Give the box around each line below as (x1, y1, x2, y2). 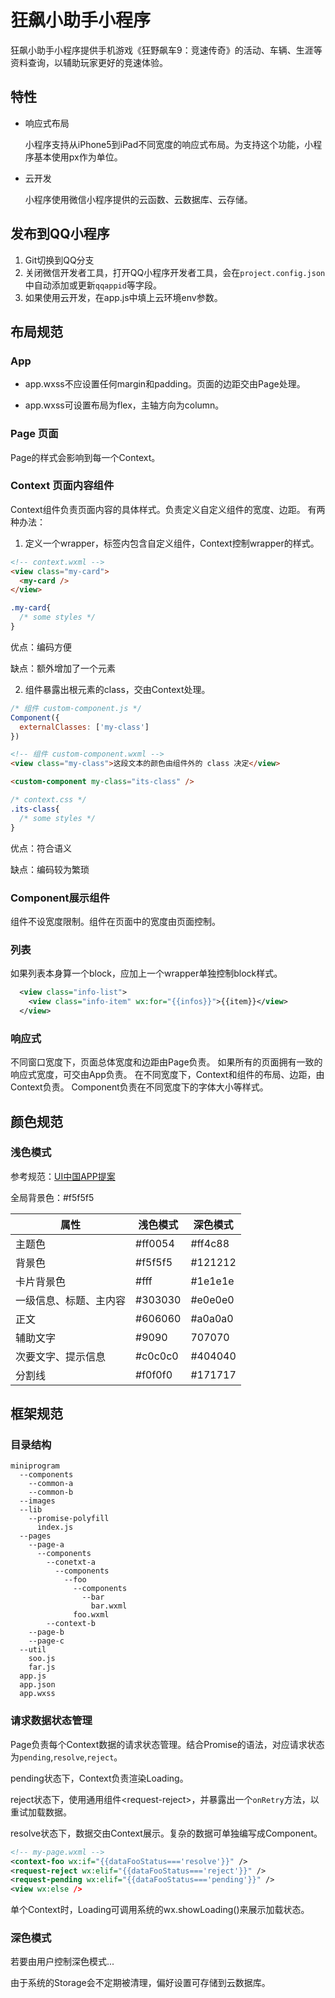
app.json (19, 1680, 56, 1690)
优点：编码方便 (10, 641, 72, 653)
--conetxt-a (46, 1557, 97, 1568)
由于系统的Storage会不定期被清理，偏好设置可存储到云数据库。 (10, 1977, 271, 1989)
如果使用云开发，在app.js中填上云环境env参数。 (24, 291, 223, 303)
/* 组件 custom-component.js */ (10, 703, 142, 713)
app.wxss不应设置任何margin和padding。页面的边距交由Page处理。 (24, 378, 306, 390)
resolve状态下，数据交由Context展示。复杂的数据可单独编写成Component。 (10, 1827, 323, 1839)
